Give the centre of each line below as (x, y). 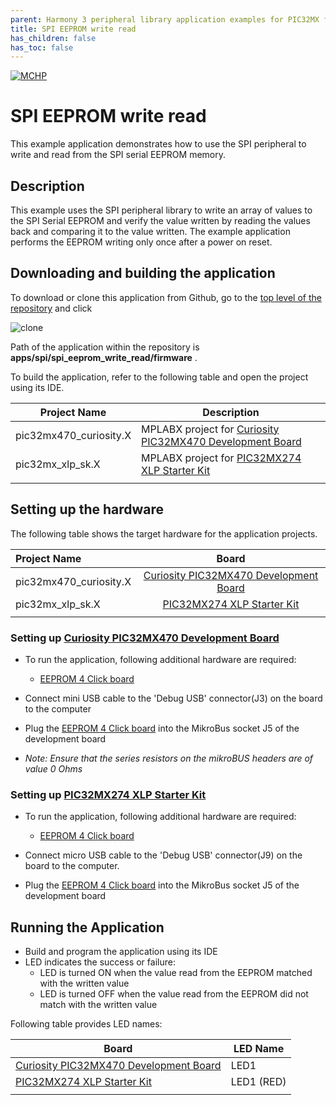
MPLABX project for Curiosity (210, 429)
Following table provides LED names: (86, 1024)
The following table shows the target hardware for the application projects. (164, 533)
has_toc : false (42, 47)
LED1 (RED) (258, 1082)
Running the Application (87, 927)
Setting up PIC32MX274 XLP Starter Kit (108, 794)
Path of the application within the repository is (105, 347)
